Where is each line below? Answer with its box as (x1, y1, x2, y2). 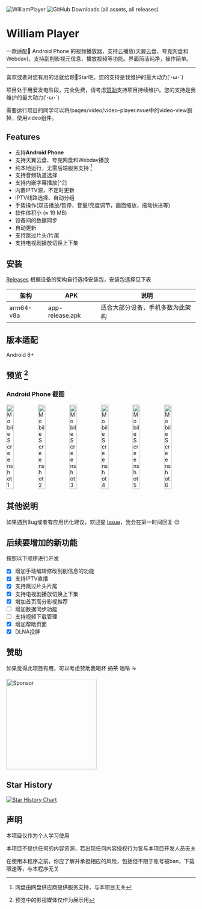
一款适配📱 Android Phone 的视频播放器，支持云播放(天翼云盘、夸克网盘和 (6, 47, 189, 54)
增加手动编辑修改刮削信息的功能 (14, 567, 94, 575)
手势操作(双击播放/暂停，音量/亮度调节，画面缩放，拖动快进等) (14, 202, 171, 209)
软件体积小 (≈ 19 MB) (14, 209, 67, 216)
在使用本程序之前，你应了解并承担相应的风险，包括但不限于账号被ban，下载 (6, 858, 195, 865)
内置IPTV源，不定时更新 (14, 187, 75, 194)
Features (6, 132, 40, 142)
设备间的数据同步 (14, 217, 58, 224)
